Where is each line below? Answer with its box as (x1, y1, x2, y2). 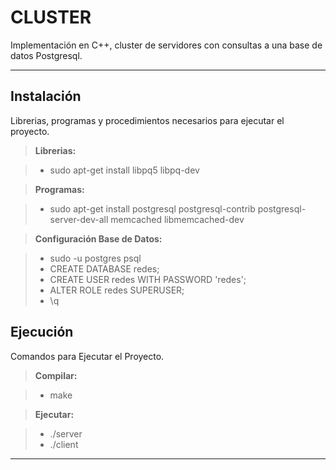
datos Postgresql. (10, 49, 83, 61)
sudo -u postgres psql (49, 252, 142, 264)
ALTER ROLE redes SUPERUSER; (49, 284, 185, 296)
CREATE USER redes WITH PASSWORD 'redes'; (49, 273, 247, 285)
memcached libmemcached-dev (110, 213, 245, 225)
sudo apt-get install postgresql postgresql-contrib (49, 202, 256, 215)
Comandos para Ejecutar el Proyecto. (10, 350, 165, 362)
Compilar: (34, 369, 78, 381)
